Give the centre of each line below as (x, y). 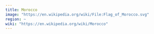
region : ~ (16, 19)
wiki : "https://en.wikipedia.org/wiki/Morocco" (57, 24)
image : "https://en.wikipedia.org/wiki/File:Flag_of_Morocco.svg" (77, 14)
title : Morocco (21, 10)
